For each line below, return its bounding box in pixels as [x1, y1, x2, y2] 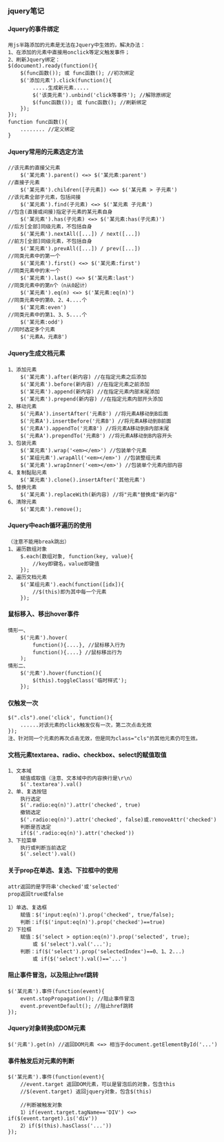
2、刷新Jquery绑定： [8, 57, 61, 64]
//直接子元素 [8, 179, 40, 186]
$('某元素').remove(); [20, 506, 82, 513]
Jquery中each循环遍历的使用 [8, 521, 92, 530]
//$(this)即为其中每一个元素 [32, 588, 107, 596]
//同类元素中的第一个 [8, 252, 61, 260]
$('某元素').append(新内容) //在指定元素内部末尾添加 [20, 388, 161, 395]
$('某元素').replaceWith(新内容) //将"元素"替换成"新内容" [20, 491, 178, 498]
